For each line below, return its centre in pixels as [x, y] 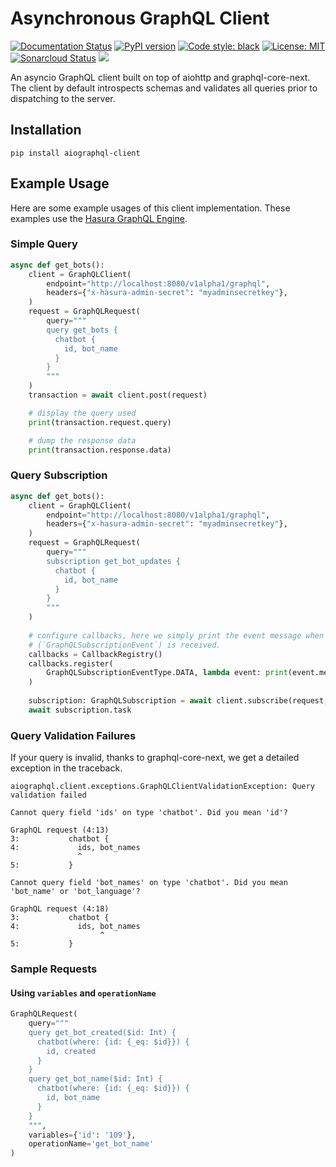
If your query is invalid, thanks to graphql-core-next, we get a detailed [155, 758]
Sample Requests [54, 969]
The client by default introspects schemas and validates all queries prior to [164, 88]
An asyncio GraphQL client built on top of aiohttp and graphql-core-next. [160, 77]
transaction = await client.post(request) [118, 395]
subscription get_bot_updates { [114, 561]
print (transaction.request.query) [100, 422]
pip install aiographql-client [75, 153]
